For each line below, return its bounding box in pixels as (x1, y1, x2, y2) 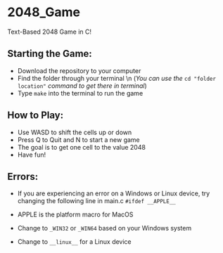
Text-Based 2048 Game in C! (7, 27, 92, 36)
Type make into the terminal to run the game (17, 89, 144, 97)
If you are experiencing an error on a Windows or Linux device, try (17, 189, 210, 197)
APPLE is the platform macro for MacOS (17, 210, 134, 219)
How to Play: (7, 110, 64, 122)
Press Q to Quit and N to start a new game (17, 135, 141, 144)
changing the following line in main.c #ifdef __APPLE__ (17, 197, 176, 205)
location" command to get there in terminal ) (17, 82, 148, 90)
